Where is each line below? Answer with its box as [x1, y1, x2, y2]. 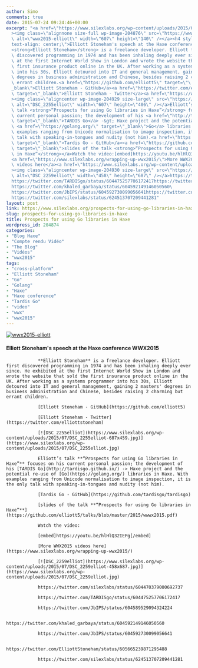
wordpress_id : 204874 [6, 222, 60, 228]
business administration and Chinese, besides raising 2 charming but [6, 388, 183, 394]
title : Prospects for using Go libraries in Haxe [6, 217, 131, 222]
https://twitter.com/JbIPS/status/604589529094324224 [37, 604, 173, 611]
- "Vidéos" [6, 250, 33, 255]
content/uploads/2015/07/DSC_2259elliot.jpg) [6, 574, 120, 580]
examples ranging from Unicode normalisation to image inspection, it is [6, 476, 192, 482]
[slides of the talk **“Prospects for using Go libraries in [37, 501, 192, 508]
